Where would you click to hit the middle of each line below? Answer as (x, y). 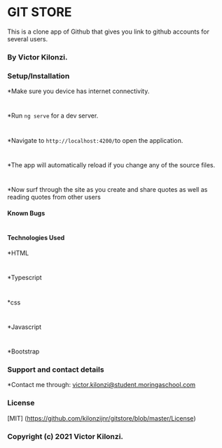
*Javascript (25, 327)
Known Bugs (26, 213)
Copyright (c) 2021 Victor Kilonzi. (65, 436)
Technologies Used (36, 237)
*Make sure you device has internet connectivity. (78, 91)
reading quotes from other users (54, 197)
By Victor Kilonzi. (37, 57)
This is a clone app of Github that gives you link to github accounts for (109, 31)
